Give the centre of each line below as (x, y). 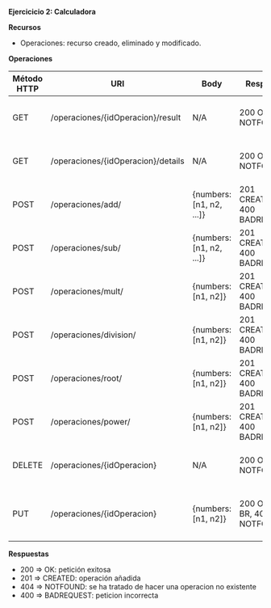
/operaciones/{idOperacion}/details (117, 161)
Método (27, 78)
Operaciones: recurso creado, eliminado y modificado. (110, 43)
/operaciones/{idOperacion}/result (116, 118)
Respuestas (29, 554)
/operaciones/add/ (86, 204)
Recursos (25, 27)
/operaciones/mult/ (87, 291)
